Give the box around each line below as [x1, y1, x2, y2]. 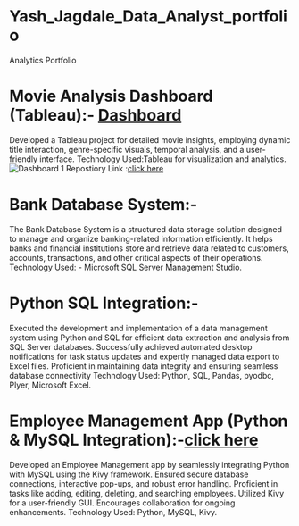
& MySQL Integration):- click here [9, 430, 259, 450]
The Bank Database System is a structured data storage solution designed [9, 223, 283, 234]
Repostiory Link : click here [65, 163, 164, 173]
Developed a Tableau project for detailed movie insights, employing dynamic [9, 134, 291, 145]
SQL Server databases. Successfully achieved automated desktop [9, 341, 253, 352]
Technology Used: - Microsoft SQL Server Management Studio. [9, 262, 243, 272]
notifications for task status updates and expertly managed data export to [9, 351, 280, 362]
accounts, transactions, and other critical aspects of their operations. [9, 252, 263, 263]
